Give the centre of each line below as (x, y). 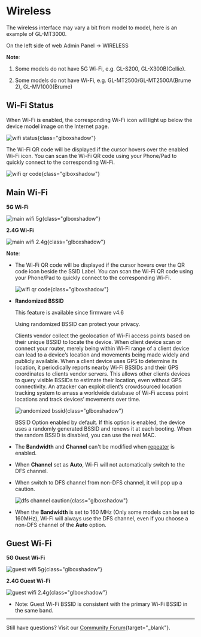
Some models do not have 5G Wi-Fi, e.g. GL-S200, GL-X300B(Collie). (100, 68)
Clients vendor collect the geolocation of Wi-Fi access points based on (102, 336)
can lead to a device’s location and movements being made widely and (102, 355)
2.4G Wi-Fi (20, 230)
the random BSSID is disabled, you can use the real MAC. (86, 435)
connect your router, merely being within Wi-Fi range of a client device (102, 348)
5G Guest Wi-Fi (26, 558)
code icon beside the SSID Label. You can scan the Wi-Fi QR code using (104, 271)
